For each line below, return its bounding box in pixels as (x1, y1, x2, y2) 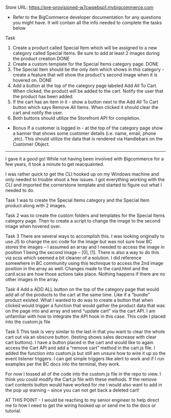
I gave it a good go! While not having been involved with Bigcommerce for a (5, 156, 164, 162)
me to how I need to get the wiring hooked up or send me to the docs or (5, 402, 156, 408)
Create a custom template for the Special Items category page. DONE (12, 61, 159, 67)
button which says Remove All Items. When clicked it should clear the (12, 104, 159, 110)
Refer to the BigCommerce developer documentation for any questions (12, 14, 161, 20)
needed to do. (5, 187, 35, 193)
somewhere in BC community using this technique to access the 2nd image (5, 260, 164, 266)
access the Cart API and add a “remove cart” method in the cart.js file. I (5, 345, 155, 351)
